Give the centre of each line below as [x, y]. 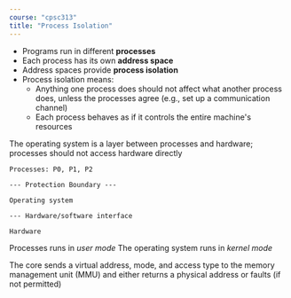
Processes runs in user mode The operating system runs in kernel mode [141, 247]
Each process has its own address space [98, 60]
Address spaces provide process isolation [100, 70]
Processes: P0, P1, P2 [51, 169]
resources [54, 126]
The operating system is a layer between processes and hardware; [131, 144]
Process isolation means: [68, 79]
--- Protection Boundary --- [63, 184]
